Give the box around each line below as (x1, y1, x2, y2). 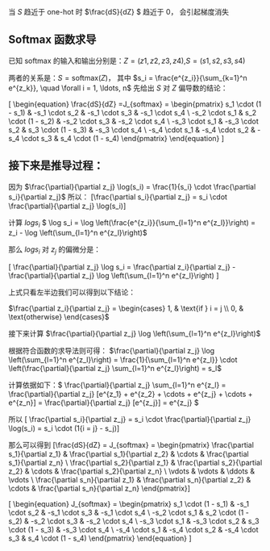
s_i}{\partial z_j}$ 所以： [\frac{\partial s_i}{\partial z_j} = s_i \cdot (8, 192, 228, 202)
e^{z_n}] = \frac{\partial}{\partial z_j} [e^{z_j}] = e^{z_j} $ (8, 398, 199, 407)
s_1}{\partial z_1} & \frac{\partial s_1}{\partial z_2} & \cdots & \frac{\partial (8, 449, 249, 459)
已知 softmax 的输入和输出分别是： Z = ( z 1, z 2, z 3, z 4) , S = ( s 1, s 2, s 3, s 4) (8, 56, 246, 65)
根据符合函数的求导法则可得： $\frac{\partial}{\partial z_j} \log (8, 346, 215, 356)
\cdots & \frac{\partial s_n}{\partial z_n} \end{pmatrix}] (8, 483, 191, 494)
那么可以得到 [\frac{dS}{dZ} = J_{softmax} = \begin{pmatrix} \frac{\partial (8, 440, 254, 450)
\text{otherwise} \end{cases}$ (8, 312, 110, 322)
